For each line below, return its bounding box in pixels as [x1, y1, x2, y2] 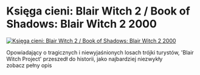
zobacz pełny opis [6, 62, 52, 69]
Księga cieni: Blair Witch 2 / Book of [6, 4, 190, 18]
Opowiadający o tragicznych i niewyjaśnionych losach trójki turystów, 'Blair [6, 48, 195, 56]
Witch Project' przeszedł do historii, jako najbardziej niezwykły [6, 55, 163, 62]
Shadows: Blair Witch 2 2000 [6, 17, 157, 31]
